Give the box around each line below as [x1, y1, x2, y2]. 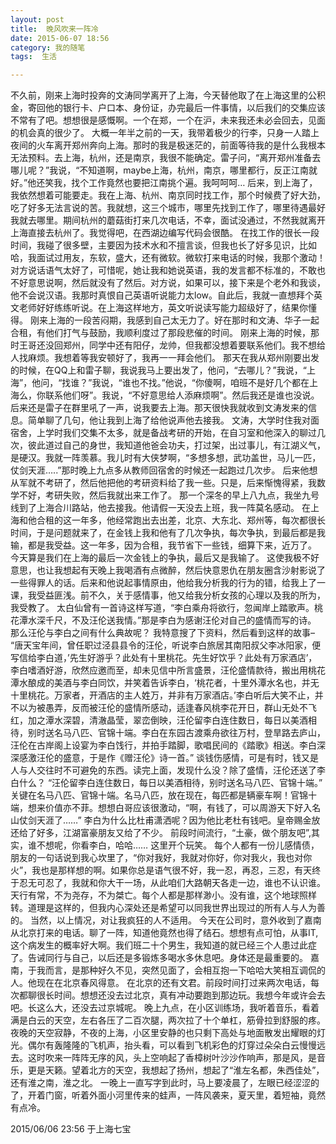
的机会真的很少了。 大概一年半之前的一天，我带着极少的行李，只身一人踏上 [10, 127, 320, 139]
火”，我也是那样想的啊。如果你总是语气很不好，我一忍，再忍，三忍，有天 [10, 864, 313, 876]
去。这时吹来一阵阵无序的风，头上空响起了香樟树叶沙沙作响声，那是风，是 [10, 1052, 317, 1064]
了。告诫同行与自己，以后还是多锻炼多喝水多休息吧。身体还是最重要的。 [10, 952, 308, 964]
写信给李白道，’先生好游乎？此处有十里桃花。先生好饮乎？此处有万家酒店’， [10, 652, 318, 664]
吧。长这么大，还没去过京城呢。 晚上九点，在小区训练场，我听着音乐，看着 [10, 1002, 320, 1014]
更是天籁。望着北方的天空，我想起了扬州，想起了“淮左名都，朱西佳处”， [27, 1064, 325, 1076]
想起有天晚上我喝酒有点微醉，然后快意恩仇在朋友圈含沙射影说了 [62, 564, 326, 576]
